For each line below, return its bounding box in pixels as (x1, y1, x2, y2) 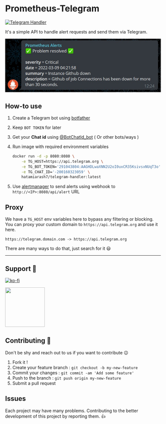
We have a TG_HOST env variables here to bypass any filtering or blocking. (5, 216, 154, 222)
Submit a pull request (12, 380, 56, 386)
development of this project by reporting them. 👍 (5, 413, 106, 419)
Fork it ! (12, 359, 28, 365)
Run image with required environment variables (12, 144, 109, 150)
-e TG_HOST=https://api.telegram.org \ (21, 159, 104, 164)
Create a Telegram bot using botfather (12, 115, 90, 121)
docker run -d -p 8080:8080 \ (12, 154, 75, 158)
